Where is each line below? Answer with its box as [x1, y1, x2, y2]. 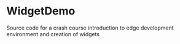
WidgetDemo [6, 4, 76, 18]
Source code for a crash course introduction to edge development [6, 24, 174, 31]
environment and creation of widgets [6, 30, 100, 37]
